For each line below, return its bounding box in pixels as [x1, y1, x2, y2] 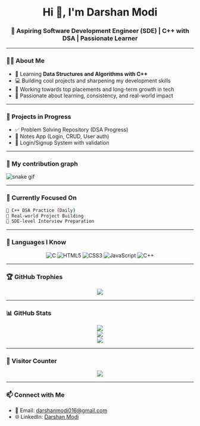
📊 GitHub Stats [6, 309, 52, 317]
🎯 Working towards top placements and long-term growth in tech [14, 85, 174, 93]
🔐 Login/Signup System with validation [14, 139, 110, 146]
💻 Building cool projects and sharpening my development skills [14, 77, 171, 84]
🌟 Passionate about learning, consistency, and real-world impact [14, 92, 174, 99]
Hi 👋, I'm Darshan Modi [42, 5, 158, 19]
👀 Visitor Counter [6, 357, 57, 365]
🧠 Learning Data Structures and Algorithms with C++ [14, 70, 148, 77]
